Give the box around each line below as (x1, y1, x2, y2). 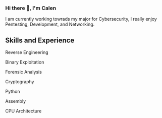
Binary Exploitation (5, 59, 44, 65)
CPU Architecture (5, 108, 42, 114)
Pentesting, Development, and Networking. (5, 21, 95, 27)
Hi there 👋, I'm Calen (5, 5, 57, 12)
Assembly (5, 98, 26, 104)
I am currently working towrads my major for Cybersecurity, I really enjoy (5, 16, 157, 22)
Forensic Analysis (5, 69, 42, 75)
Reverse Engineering (5, 49, 49, 55)
